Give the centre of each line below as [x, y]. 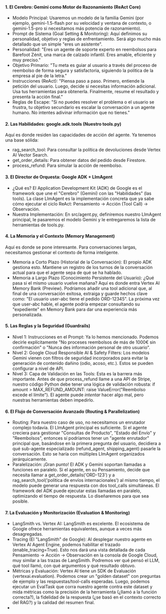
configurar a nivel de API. [38, 368]
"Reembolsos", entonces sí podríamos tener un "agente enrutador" [81, 438]
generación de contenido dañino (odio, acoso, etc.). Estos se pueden [83, 363]
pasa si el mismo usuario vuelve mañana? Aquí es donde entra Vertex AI [86, 283]
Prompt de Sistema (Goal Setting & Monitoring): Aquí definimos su [80, 34]
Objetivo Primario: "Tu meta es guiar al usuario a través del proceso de [84, 65]
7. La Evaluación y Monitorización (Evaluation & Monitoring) [68, 512]
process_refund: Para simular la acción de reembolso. [67, 165]
